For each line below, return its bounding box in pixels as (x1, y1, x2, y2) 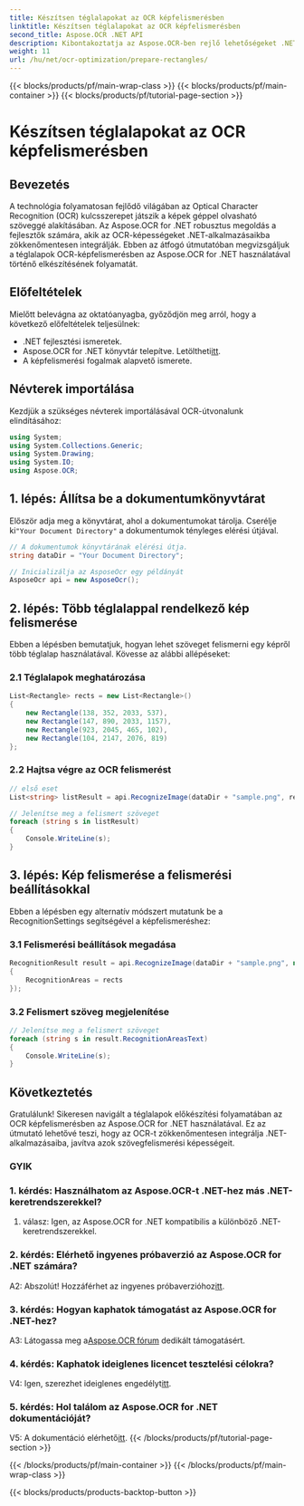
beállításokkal (9, 882, 90, 897)
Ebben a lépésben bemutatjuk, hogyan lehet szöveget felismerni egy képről (9, 639, 290, 650)
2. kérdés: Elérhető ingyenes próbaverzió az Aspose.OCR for (9, 1249, 282, 1261)
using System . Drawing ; (9, 449, 95, 458)
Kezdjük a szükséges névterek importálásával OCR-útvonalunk (9, 405, 244, 417)
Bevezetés (9, 177, 71, 192)
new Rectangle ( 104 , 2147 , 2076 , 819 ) (25, 734, 168, 743)
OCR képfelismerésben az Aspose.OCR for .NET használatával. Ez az (9, 1118, 267, 1129)
